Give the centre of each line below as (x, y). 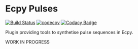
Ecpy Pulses (32, 9)
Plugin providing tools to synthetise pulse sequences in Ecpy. (69, 32)
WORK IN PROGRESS (27, 42)
